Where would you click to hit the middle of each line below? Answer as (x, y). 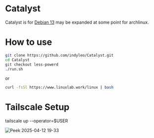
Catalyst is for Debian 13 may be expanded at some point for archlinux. (77, 22)
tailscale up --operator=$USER (37, 121)
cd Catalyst (17, 60)
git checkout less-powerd (32, 65)
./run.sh (14, 69)
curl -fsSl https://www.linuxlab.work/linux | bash (59, 87)
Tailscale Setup (38, 107)
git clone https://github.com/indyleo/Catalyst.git (59, 55)
